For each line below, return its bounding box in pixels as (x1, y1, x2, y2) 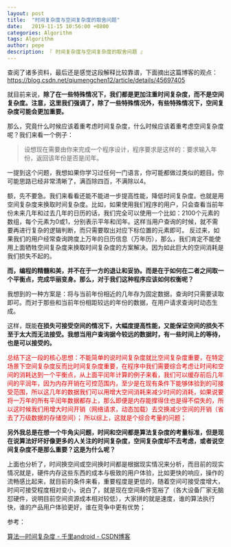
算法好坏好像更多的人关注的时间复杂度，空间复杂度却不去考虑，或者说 (19, 436, 218, 444)
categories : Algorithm (7, 29, 72, 36)
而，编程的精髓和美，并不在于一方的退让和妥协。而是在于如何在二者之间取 (7, 266, 218, 275)
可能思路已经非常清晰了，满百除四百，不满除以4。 (7, 177, 150, 185)
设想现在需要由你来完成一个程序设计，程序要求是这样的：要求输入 (23, 145, 211, 153)
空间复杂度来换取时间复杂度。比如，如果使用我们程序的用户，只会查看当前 (7, 200, 218, 208)
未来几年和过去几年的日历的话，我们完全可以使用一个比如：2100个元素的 (12, 208, 220, 217)
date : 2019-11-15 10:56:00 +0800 (7, 23, 109, 30)
